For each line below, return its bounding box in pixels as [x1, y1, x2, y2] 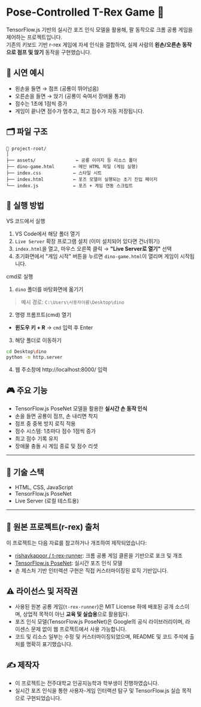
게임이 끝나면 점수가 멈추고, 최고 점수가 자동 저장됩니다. [14, 107, 145, 115]
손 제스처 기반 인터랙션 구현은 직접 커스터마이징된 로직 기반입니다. [14, 567, 169, 574]
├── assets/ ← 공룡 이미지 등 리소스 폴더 [6, 157, 138, 163]
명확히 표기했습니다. [26, 640, 73, 648]
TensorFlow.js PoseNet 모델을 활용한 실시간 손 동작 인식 [14, 405, 148, 412]
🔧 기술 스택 [6, 468, 45, 478]
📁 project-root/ [6, 145, 47, 152]
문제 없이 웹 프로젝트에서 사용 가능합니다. [31, 625, 127, 633]
